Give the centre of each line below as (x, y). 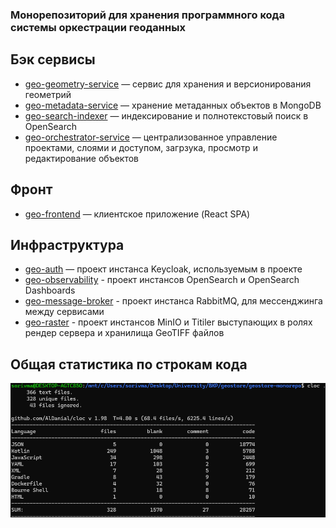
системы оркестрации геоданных (98, 27)
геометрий (48, 94)
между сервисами (64, 312)
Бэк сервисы (53, 59)
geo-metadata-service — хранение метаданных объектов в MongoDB (173, 105)
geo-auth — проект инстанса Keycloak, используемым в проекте (163, 269)
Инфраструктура (67, 244)
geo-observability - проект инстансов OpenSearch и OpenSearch (162, 280)
